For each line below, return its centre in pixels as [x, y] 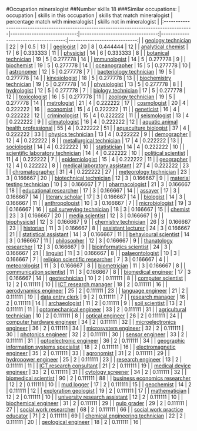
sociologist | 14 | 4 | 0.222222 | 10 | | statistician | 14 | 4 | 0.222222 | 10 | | [95, 147]
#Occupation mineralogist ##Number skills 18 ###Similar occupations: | [93, 9]
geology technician [168, 40]
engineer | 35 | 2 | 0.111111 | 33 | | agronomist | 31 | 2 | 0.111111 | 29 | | [88, 353]
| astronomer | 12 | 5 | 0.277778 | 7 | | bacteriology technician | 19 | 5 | [91, 72]
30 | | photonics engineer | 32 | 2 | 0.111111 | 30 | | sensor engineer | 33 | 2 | [97, 334]
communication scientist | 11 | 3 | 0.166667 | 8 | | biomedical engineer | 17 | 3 [98, 272]
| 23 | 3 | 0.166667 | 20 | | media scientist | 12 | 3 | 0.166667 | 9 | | [85, 216]
